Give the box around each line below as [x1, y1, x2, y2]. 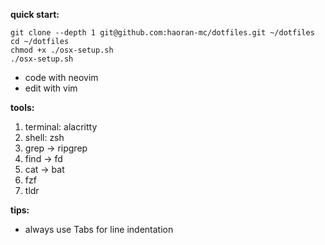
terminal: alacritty [24, 121, 98, 133]
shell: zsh [24, 132, 65, 143]
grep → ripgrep [24, 142, 88, 154]
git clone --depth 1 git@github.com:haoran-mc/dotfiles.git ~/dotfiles [10, 28, 315, 38]
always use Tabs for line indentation [24, 224, 174, 235]
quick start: [10, 9, 60, 20]
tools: [10, 102, 35, 113]
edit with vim [24, 82, 78, 94]
